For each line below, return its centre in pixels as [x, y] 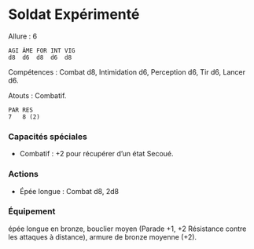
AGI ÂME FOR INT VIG [42, 50]
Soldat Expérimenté [74, 15]
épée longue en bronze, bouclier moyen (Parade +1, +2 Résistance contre [127, 229]
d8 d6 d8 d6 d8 [40, 57]
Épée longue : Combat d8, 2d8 [69, 191]
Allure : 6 [23, 36]
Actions [24, 174]
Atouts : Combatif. [37, 95]
